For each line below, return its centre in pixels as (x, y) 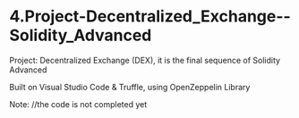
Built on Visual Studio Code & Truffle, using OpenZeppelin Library (130, 87)
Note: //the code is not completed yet (78, 104)
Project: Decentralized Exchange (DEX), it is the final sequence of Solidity (145, 60)
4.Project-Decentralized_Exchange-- (150, 17)
